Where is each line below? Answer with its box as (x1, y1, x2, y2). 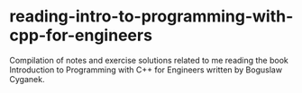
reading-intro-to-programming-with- (9, 6, 294, 27)
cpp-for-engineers (9, 25, 153, 46)
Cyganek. (9, 73, 45, 84)
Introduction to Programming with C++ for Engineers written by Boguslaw (9, 64, 282, 75)
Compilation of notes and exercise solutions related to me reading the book (9, 55, 288, 65)
